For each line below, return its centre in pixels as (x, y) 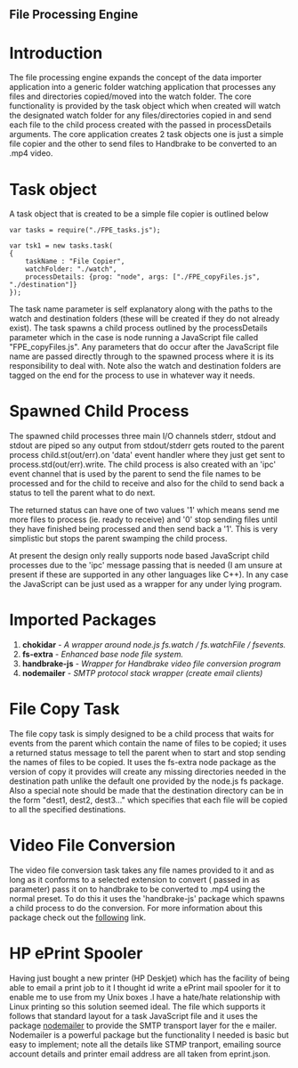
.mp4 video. (31, 153)
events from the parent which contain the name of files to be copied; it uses (148, 744)
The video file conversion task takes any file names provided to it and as (142, 870)
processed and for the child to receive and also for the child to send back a (147, 484)
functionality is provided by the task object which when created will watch (145, 106)
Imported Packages (83, 620)
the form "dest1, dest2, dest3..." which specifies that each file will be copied (149, 800)
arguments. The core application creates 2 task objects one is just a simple (147, 135)
